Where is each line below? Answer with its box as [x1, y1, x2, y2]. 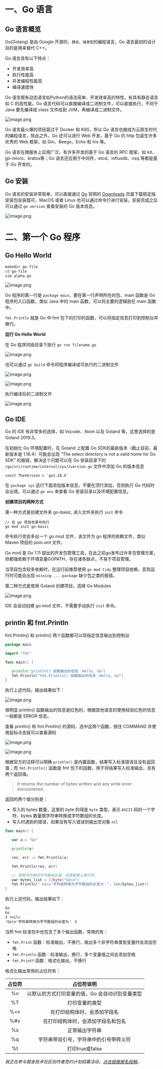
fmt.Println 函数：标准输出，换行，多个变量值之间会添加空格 [12, 951, 136, 957]
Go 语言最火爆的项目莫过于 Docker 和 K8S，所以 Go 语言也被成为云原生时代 [5, 127, 157, 132]
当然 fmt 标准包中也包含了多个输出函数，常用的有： [5, 929, 108, 935]
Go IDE [5, 415, 26, 423]
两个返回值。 [5, 771, 31, 777]
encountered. [17, 786, 44, 792]
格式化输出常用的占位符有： [5, 968, 61, 974]
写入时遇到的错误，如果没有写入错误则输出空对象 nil [12, 819, 118, 825]
